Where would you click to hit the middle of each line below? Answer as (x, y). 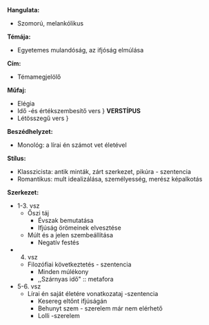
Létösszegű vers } (43, 118)
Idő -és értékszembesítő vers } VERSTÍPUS (79, 111)
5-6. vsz (29, 286)
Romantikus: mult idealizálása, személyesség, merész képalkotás (110, 179)
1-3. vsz (28, 206)
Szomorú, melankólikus (50, 23)
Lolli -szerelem (59, 316)
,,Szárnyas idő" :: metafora (76, 279)
